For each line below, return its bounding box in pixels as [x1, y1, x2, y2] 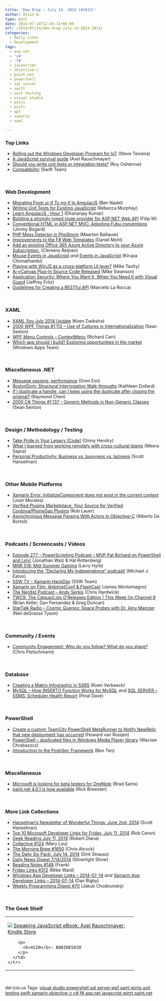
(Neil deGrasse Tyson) [12, 610, 58, 616]
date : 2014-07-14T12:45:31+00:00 [5, 21, 74, 26]
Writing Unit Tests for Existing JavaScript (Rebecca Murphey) [12, 205, 138, 211]
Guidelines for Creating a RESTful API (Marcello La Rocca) [12, 284, 131, 290]
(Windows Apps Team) [12, 344, 59, 350]
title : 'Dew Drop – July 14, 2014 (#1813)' [5, 7, 97, 12]
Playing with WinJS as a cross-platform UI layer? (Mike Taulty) [12, 263, 140, 269]
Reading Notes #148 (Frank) [12, 862, 70, 868]
